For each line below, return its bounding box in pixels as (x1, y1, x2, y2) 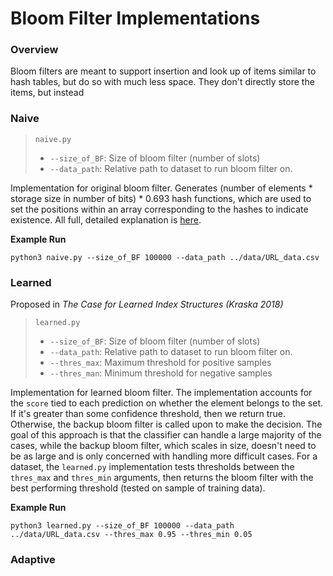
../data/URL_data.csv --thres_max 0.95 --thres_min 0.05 (10, 530, 253, 540)
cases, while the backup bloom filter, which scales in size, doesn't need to (10, 440, 317, 452)
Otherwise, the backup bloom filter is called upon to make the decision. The (10, 418, 323, 431)
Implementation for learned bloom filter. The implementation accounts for (10, 387, 313, 399)
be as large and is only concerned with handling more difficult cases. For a (10, 450, 318, 462)
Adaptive (10, 553, 56, 566)
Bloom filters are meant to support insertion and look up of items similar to (10, 65, 317, 77)
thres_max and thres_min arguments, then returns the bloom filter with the (10, 472, 314, 484)
